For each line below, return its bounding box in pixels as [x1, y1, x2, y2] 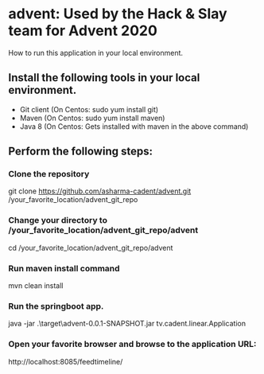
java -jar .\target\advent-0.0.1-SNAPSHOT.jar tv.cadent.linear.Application [8, 319, 247, 329]
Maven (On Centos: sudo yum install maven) [19, 113, 165, 123]
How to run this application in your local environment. [8, 48, 184, 57]
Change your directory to [8, 215, 107, 226]
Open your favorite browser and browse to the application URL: [8, 339, 257, 350]
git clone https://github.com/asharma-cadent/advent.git [8, 186, 192, 196]
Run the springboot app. [8, 300, 104, 311]
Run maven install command [8, 263, 121, 274]
